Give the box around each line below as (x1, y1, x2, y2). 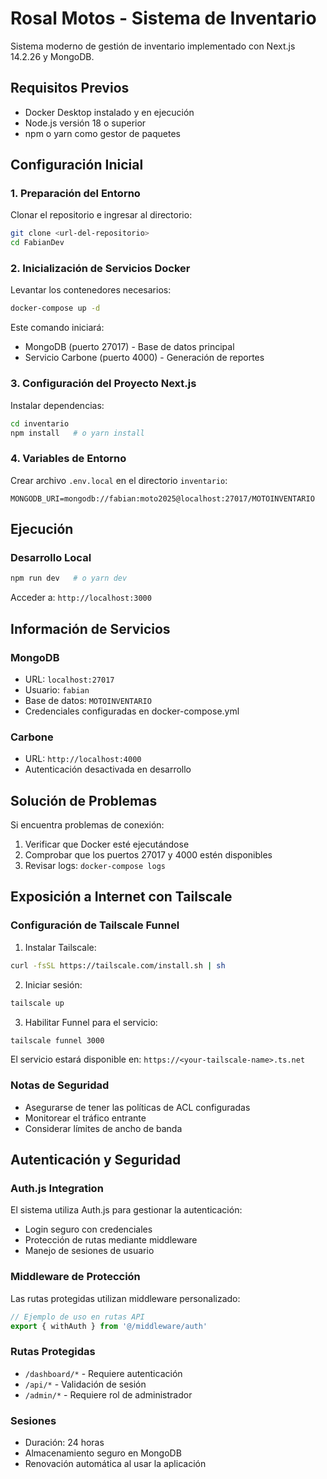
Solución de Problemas (10, 792, 158, 809)
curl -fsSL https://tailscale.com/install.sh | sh (10, 960, 226, 971)
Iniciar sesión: (24, 978, 83, 991)
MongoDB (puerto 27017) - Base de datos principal (24, 341, 235, 353)
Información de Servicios (10, 620, 171, 637)
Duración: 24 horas (24, 1437, 105, 1448)
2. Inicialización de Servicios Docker (10, 262, 191, 276)
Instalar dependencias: (10, 399, 105, 411)
